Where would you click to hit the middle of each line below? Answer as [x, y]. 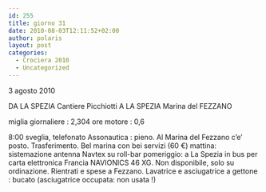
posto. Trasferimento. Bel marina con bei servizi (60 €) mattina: [113, 146]
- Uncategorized [42, 68]
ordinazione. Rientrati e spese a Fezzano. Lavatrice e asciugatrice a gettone [133, 171]
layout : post [30, 46]
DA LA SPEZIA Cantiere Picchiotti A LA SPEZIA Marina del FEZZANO [120, 106]
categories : [28, 53]
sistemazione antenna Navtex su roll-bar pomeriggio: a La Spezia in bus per [133, 154]
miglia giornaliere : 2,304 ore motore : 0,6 [77, 122]
